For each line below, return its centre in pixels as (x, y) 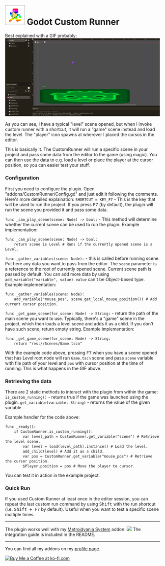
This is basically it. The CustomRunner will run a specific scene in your (77, 149)
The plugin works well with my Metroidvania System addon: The (73, 530)
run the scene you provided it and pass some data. (56, 210)
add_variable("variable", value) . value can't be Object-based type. (75, 279)
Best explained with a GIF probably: (41, 35)
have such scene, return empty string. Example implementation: (70, 329)
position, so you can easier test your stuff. (48, 165)
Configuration (22, 178)
